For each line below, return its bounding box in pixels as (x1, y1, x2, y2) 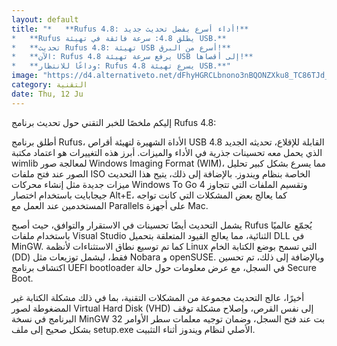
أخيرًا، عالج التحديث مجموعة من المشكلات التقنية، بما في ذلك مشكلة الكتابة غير (11, 291, 305, 303)
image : (11, 71, 39, 81)
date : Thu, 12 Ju (11, 89, 84, 99)
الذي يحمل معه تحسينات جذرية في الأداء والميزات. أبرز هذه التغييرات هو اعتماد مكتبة (11, 146, 323, 158)
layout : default (11, 14, 79, 25)
